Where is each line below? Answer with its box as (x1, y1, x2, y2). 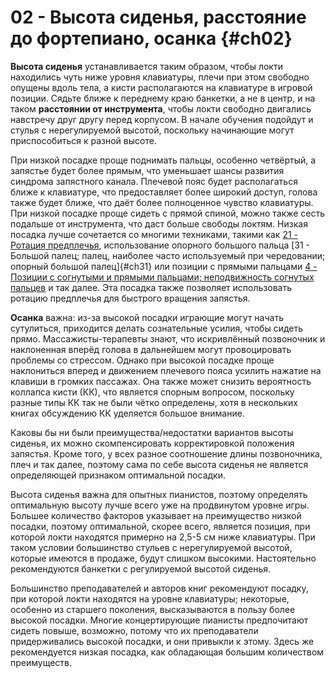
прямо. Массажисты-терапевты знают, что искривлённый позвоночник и (10, 332, 326, 345)
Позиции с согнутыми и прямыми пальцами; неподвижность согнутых (10, 271, 315, 283)
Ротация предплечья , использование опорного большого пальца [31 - (10, 239, 311, 251)
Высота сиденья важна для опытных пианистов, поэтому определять (10, 488, 308, 500)
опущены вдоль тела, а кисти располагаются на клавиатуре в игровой (10, 81, 313, 93)
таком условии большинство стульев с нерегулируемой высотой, (10, 541, 293, 553)
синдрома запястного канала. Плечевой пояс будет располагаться (10, 175, 298, 187)
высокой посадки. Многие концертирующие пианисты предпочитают (10, 614, 309, 626)
